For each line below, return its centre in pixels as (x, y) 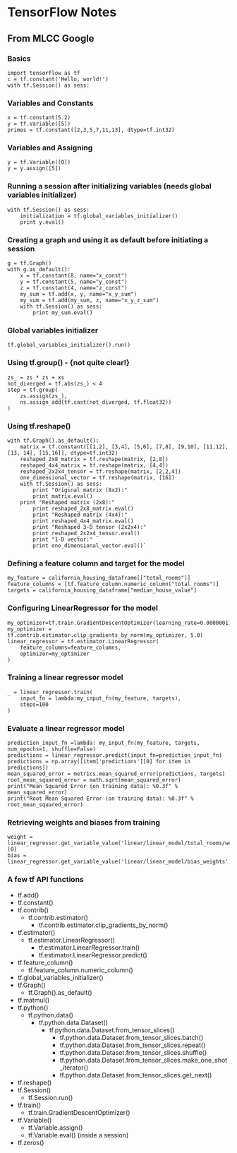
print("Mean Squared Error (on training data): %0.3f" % (93, 787)
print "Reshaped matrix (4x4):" (80, 515)
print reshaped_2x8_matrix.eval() (83, 508)
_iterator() (74, 1068)
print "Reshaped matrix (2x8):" (67, 502)
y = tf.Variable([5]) (39, 124)
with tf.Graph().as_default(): (53, 441)
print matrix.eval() (63, 496)
